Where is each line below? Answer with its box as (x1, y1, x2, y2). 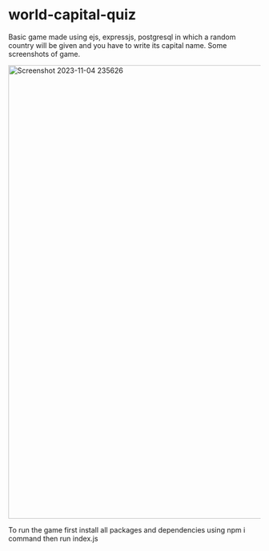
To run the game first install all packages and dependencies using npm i (8, 525, 246, 534)
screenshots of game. (8, 49, 81, 58)
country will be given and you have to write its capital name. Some (8, 40, 227, 50)
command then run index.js (8, 533, 98, 543)
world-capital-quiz (8, 6, 137, 24)
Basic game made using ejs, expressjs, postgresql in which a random (8, 32, 236, 42)
